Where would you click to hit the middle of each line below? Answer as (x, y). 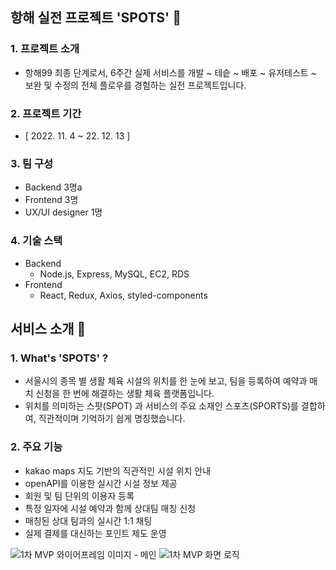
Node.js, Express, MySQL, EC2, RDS (114, 274)
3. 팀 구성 (32, 163)
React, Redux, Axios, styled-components (123, 295)
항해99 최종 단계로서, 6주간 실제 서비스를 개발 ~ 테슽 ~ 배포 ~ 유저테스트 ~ (170, 72)
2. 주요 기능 (36, 447)
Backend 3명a (53, 187)
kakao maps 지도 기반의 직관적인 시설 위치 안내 (118, 470)
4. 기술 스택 (36, 241)
